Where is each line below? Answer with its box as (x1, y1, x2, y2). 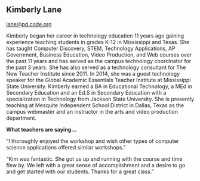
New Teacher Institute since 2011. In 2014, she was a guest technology (6, 70, 180, 77)
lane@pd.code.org (6, 20, 52, 27)
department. (6, 114, 37, 121)
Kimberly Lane (6, 5, 61, 15)
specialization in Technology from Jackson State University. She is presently (6, 95, 195, 102)
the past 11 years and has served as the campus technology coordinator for (6, 57, 192, 64)
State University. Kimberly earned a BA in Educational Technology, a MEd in (6, 83, 193, 90)
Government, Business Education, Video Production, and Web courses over (6, 51, 192, 58)
